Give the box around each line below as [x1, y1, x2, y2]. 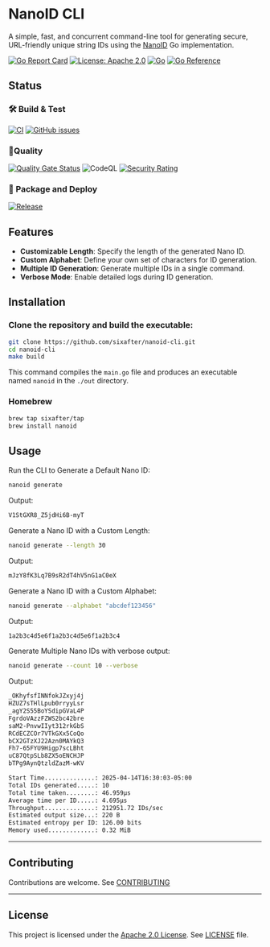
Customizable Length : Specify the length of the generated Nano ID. [19, 246, 246, 256]
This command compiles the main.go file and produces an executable [8, 367, 238, 377]
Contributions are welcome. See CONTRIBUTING [8, 877, 170, 887]
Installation [8, 296, 66, 309]
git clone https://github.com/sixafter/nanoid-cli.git [8, 337, 196, 346]
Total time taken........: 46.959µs [8, 788, 131, 797]
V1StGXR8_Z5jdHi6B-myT [8, 511, 84, 519]
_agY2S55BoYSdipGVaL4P [8, 707, 84, 715]
